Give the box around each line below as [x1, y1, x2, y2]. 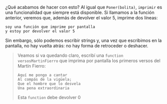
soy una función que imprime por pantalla [5, 24, 95, 29]
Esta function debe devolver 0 [17, 95, 81, 100]
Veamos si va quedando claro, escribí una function [17, 52, 124, 58]
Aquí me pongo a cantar [17, 73, 68, 78]
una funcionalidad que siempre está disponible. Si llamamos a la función [5, 9, 154, 15]
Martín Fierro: [17, 63, 46, 69]
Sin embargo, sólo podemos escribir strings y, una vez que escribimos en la [5, 37, 162, 43]
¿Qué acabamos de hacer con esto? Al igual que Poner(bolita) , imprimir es [5, 4, 162, 10]
